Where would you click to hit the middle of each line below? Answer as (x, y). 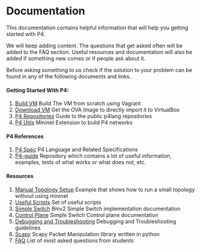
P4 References (25, 136)
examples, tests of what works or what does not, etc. (80, 162)
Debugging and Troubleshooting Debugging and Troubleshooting (95, 221)
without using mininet (41, 195)
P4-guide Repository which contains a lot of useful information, (93, 156)
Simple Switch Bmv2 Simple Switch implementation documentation (98, 209)
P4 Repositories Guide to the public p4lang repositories (83, 116)
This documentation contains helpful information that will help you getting (97, 28)
